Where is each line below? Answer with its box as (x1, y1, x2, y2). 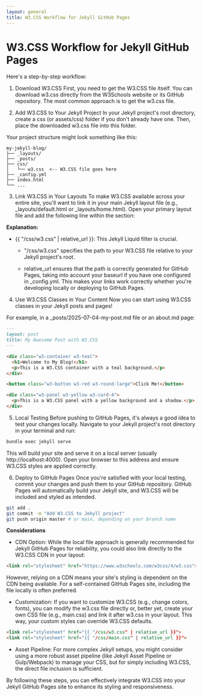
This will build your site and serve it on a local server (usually (6, 450, 158, 457)
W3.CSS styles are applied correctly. (6, 462, 97, 469)
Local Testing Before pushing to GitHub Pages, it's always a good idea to (14, 414, 195, 421)
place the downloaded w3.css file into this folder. (14, 122, 137, 130)
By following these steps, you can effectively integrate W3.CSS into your (6, 677, 186, 684)
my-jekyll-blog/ (6, 145, 47, 151)
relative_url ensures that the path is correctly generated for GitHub (23, 265, 189, 272)
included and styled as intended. (14, 493, 96, 500)
